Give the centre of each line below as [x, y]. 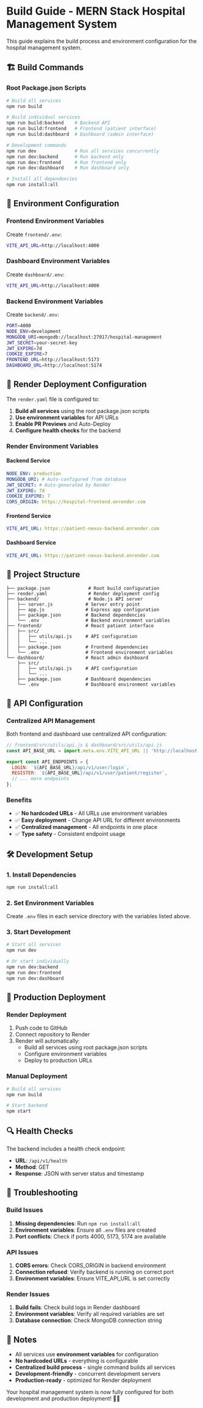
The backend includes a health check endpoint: [66, 1149]
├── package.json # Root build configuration [83, 589]
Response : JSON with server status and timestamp [80, 1173]
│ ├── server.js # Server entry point [73, 605]
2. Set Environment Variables [50, 903]
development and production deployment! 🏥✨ [63, 1399]
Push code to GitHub [41, 1028]
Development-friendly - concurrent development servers [88, 1374]
